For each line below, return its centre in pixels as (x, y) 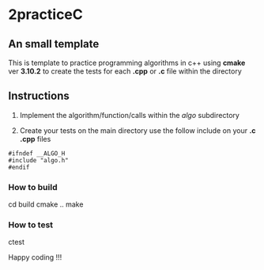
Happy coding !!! (35, 257)
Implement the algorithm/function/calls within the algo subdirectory (129, 115)
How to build (33, 187)
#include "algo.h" (38, 160)
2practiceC (45, 15)
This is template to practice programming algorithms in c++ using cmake (127, 63)
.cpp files (35, 139)
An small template (54, 44)
